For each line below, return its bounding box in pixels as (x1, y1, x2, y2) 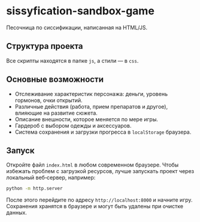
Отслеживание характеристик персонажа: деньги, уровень (14, 90, 168, 97)
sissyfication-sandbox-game (6, 4, 154, 18)
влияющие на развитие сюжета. (14, 109, 98, 116)
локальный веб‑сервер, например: (6, 174, 96, 181)
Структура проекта (6, 41, 83, 51)
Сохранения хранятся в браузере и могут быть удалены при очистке (6, 203, 184, 210)
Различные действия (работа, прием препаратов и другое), (14, 103, 168, 110)
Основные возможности (6, 75, 104, 85)
